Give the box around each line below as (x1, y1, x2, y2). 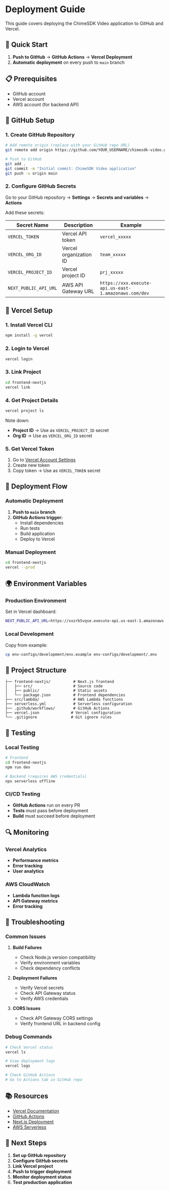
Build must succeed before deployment (12, 813, 96, 819)
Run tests (20, 525, 40, 531)
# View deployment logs (5, 1059, 56, 1064)
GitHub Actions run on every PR (12, 802, 80, 808)
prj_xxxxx (100, 269, 123, 275)
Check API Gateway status (20, 990, 76, 996)
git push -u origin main (5, 171, 58, 176)
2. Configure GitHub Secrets (5, 183, 76, 190)
